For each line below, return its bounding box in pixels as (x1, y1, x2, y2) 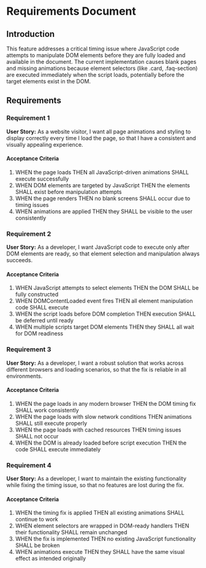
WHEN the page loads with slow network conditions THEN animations (15, 413, 192, 420)
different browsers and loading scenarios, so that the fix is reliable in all (6, 365, 187, 373)
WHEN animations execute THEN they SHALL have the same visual (15, 548, 185, 556)
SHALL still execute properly (15, 419, 88, 427)
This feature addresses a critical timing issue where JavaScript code (6, 45, 180, 52)
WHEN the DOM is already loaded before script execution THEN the (15, 439, 187, 446)
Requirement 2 (6, 229, 51, 238)
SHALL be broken (15, 542, 60, 549)
